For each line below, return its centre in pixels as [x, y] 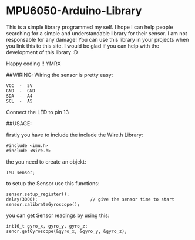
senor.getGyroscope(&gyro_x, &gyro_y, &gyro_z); [67, 231]
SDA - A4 [19, 96]
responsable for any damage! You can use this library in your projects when [97, 39]
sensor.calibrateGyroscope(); [43, 204]
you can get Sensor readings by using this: [58, 215]
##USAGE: [19, 123]
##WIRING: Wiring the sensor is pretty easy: [60, 75]
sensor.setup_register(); [38, 194]
